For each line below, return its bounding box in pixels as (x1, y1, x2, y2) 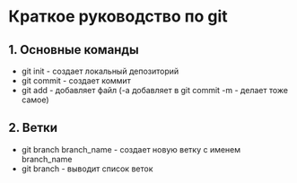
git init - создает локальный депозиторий (21, 65, 179, 76)
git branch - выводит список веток (21, 163, 153, 174)
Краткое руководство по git (8, 6, 228, 27)
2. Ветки (8, 120, 58, 135)
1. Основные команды (8, 42, 140, 57)
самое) (21, 94, 50, 105)
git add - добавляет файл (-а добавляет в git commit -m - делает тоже (21, 85, 289, 95)
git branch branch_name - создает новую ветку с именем (21, 144, 241, 154)
